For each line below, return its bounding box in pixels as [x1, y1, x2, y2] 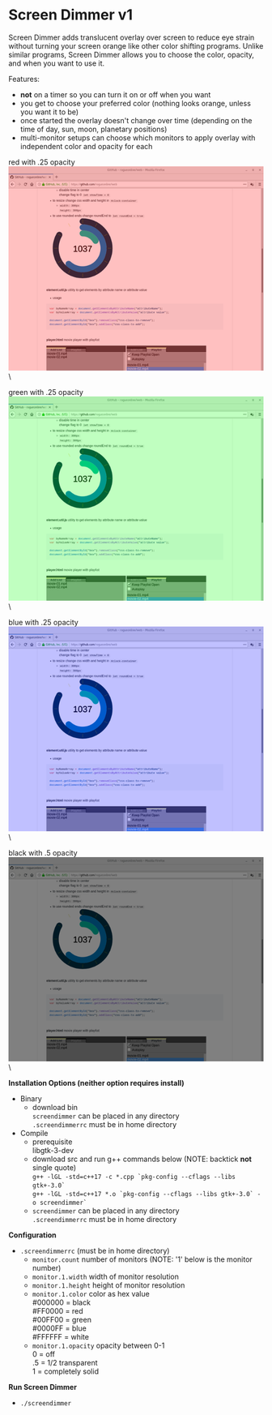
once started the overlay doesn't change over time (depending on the [19, 115, 253, 125]
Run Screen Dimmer [8, 1382, 77, 1391]
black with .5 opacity [8, 847, 79, 857]
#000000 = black [32, 1297, 91, 1307]
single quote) [32, 1162, 77, 1173]
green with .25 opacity [8, 388, 83, 397]
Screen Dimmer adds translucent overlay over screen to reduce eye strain [8, 32, 255, 42]
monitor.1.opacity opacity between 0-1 [32, 1340, 165, 1350]
